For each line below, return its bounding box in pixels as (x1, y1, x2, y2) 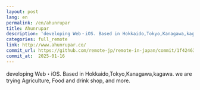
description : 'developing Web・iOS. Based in (6, 31, 120, 37)
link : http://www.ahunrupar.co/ (6, 42, 86, 48)
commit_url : (6, 48, 36, 54)
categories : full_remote (6, 36, 68, 42)
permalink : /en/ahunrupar (6, 20, 70, 26)
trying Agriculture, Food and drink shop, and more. (6, 77, 131, 84)
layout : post (6, 8, 39, 15)
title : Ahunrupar (6, 25, 49, 32)
